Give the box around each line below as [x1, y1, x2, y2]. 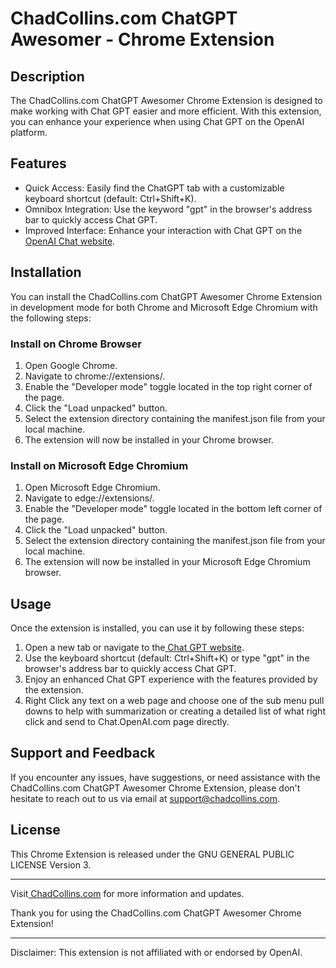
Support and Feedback [10, 745, 156, 762]
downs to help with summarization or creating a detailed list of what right [24, 705, 326, 717]
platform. [10, 127, 48, 138]
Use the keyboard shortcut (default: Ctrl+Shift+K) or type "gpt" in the [24, 652, 310, 664]
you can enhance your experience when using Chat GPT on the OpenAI [10, 116, 305, 127]
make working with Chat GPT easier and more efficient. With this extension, [10, 105, 322, 117]
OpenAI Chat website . [24, 235, 116, 247]
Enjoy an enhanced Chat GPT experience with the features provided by [24, 673, 318, 686]
